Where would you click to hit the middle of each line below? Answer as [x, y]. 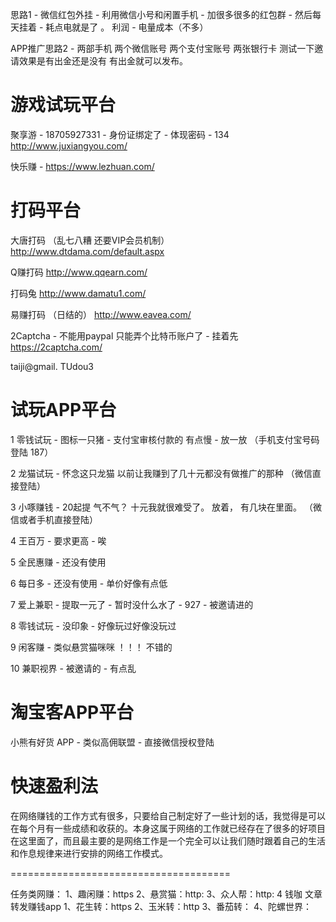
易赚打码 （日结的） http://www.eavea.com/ [101, 314]
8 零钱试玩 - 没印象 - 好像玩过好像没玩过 [93, 625]
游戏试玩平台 [63, 105]
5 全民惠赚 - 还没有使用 [58, 562]
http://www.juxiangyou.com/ [69, 145]
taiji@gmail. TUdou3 [52, 366]
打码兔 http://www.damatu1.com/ [78, 293]
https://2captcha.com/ [56, 347]
